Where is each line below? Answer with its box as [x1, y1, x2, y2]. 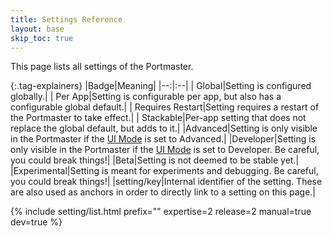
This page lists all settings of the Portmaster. [10, 61, 194, 73]
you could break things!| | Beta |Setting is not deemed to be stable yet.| [10, 154, 300, 166]
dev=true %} [10, 216, 63, 228]
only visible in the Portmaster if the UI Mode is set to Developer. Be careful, [10, 144, 320, 156]
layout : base [10, 24, 65, 34]
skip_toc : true [10, 33, 74, 43]
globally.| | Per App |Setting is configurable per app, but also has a [10, 91, 282, 103]
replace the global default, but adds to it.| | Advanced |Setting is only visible [10, 122, 318, 135]
